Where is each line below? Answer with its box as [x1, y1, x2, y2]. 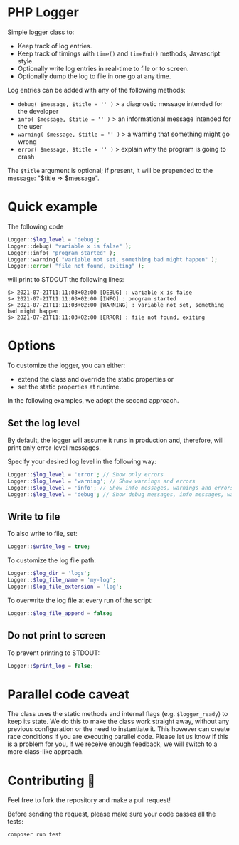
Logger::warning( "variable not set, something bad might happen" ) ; [7, 256, 218, 263]
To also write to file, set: [7, 530, 78, 538]
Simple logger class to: [7, 28, 75, 36]
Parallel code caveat [7, 686, 130, 702]
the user [17, 122, 43, 130]
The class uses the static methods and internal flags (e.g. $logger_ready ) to [7, 710, 228, 718]
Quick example [7, 199, 98, 215]
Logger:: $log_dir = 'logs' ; [7, 570, 91, 577]
